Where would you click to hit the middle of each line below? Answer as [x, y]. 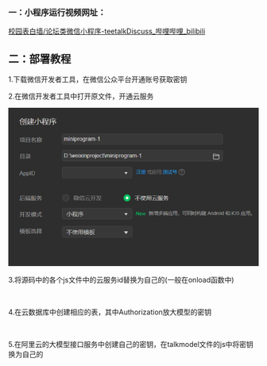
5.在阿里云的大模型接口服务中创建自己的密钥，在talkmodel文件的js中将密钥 [131, 345]
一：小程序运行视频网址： [57, 12]
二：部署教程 [40, 58]
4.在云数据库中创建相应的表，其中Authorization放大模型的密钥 [110, 312]
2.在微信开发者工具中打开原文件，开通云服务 [81, 96]
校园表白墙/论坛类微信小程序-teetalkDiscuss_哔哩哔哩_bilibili [107, 31]
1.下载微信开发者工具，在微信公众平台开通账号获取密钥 [98, 79]
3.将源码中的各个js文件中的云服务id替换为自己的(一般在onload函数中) [121, 280]
